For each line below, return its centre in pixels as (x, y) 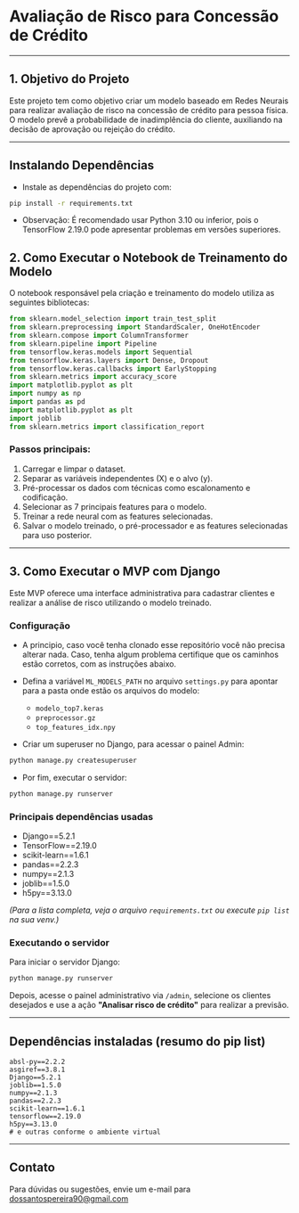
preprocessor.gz (65, 718)
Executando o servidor (59, 942)
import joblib (36, 418)
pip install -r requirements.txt (71, 203)
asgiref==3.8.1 (37, 1070)
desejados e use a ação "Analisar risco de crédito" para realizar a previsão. (149, 1005)
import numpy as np (45, 394)
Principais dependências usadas (81, 816)
